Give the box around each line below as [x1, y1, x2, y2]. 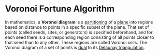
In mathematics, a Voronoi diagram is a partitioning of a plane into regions [5, 19, 153, 25]
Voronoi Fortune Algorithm [5, 3, 115, 14]
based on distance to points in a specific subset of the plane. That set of [5, 24, 149, 30]
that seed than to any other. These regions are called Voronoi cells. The [5, 39, 147, 45]
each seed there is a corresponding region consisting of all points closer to [5, 34, 154, 40]
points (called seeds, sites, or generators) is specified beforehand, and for [5, 29, 153, 35]
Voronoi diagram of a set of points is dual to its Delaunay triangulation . [5, 44, 145, 50]
